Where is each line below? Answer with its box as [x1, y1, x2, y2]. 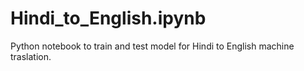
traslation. [10, 50, 52, 62]
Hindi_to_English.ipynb [10, 7, 207, 30]
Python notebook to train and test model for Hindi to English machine [10, 40, 295, 52]
